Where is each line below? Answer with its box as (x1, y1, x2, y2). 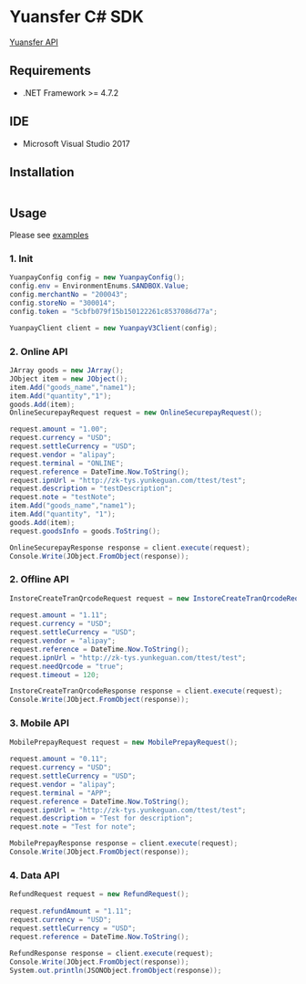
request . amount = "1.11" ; (9, 611, 107, 620)
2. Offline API (9, 573, 70, 586)
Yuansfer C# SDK (9, 6, 144, 27)
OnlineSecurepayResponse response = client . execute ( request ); (9, 543, 250, 552)
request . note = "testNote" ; (9, 493, 117, 502)
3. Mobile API (9, 717, 70, 729)
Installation (9, 164, 75, 180)
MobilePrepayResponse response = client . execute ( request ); (9, 839, 239, 848)
